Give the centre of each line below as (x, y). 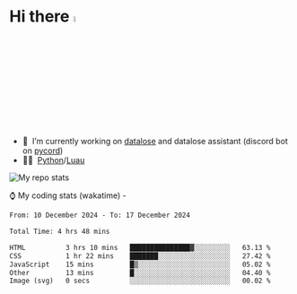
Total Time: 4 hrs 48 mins (60, 232)
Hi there (39, 17)
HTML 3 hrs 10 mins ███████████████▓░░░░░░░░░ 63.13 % (140, 247)
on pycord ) (43, 151)
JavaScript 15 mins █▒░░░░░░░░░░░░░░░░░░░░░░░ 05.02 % (140, 264)
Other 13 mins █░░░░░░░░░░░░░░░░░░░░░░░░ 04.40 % (140, 272)
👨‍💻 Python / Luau (53, 160)
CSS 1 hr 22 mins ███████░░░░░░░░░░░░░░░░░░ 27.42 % (140, 256)
